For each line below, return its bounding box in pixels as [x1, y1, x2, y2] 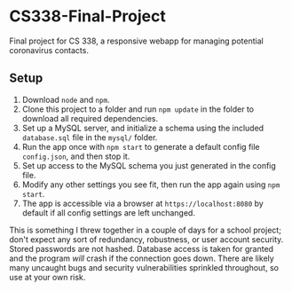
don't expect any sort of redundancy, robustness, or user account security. [9, 233, 284, 245]
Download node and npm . [21, 94, 110, 105]
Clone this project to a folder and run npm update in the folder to [21, 104, 255, 114]
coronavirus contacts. [9, 44, 89, 55]
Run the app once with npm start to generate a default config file [21, 141, 260, 152]
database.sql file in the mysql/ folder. [21, 131, 158, 143]
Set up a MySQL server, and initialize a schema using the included [21, 122, 264, 133]
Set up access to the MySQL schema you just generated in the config [21, 160, 277, 170]
